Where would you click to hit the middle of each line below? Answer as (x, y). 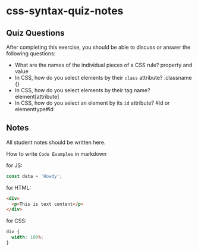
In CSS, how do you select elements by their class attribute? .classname (103, 78)
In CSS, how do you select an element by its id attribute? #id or (92, 103)
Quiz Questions (35, 33)
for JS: (14, 165)
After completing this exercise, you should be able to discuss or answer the (98, 47)
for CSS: (16, 221)
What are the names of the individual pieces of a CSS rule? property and (103, 65)
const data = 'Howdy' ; (34, 176)
